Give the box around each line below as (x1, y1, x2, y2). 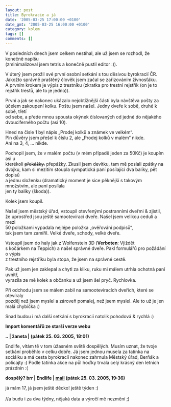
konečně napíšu (5, 55, 39, 62)
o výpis (5, 250, 21, 257)
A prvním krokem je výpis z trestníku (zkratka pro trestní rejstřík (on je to (5, 82, 157, 88)
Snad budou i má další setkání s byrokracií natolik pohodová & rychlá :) (5, 313, 154, 319)
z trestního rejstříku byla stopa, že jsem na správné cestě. (5, 256, 127, 262)
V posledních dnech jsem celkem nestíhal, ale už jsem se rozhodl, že (5, 50, 150, 56)
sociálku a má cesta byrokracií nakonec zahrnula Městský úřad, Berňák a (5, 354, 159, 360)
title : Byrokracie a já (5, 12, 56, 17)
